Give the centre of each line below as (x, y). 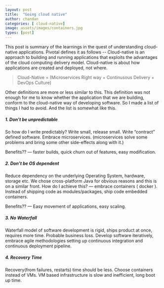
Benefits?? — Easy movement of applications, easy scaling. (65, 206)
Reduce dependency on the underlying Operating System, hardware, (75, 176)
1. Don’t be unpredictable (31, 119)
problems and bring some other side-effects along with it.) (64, 142)
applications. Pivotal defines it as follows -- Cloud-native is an (82, 52)
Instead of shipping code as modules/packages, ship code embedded (76, 192)
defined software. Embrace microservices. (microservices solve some (76, 137)
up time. (14, 280)
